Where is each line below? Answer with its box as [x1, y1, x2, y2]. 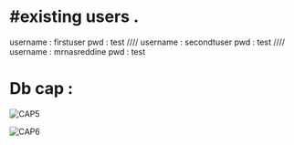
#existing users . [9, 6, 140, 27]
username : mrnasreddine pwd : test [9, 46, 146, 57]
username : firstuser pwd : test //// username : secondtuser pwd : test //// [9, 36, 286, 47]
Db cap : [9, 78, 74, 99]
